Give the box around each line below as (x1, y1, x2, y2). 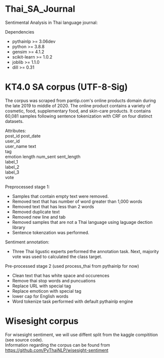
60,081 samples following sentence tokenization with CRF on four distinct (5, 113, 153, 119)
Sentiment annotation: (5, 239, 50, 245)
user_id (5, 138, 20, 144)
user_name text (5, 143, 37, 149)
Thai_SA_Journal (5, 3, 76, 15)
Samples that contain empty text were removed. (12, 193, 109, 199)
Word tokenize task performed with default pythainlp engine (12, 298, 133, 304)
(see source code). (5, 337, 43, 342)
